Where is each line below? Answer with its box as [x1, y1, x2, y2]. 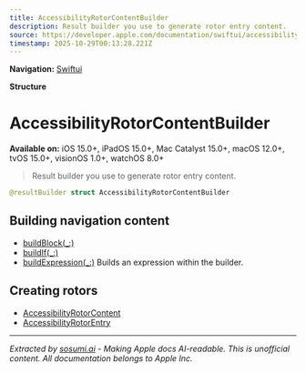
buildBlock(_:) [22, 237, 75, 248]
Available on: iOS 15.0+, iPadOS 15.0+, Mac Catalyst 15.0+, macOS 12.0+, [9, 143, 285, 155]
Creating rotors [9, 283, 98, 298]
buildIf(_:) [22, 247, 59, 257]
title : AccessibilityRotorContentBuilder [9, 13, 169, 23]
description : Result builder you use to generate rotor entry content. [9, 22, 287, 31]
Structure [9, 81, 47, 92]
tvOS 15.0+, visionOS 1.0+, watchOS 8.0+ [9, 153, 165, 164]
